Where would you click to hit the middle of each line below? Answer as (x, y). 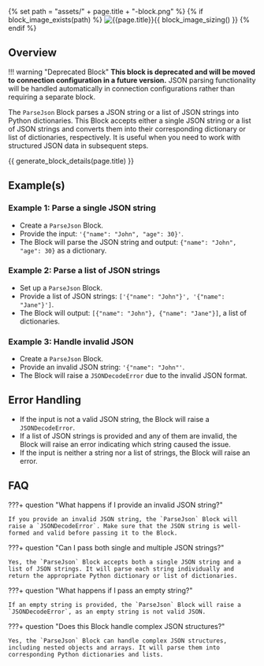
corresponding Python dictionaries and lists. (86, 654)
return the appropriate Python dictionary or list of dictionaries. (123, 575)
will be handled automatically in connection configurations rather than (121, 88)
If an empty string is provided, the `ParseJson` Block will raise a (125, 605)
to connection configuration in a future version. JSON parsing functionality (132, 80)
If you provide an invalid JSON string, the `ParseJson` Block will (123, 519)
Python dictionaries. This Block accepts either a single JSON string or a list (130, 120)
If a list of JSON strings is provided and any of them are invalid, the (128, 435)
